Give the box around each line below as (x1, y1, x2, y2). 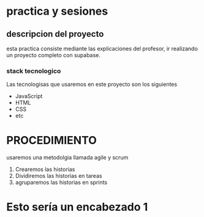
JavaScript (15, 93, 43, 100)
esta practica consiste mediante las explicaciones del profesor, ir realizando (6, 45, 198, 52)
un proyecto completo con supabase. (6, 51, 101, 59)
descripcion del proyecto (6, 29, 104, 39)
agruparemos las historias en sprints (15, 179, 108, 186)
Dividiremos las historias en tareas (15, 172, 102, 180)
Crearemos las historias (15, 166, 75, 173)
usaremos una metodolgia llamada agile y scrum (6, 154, 129, 161)
